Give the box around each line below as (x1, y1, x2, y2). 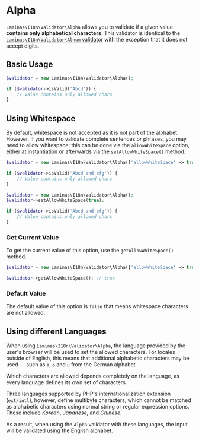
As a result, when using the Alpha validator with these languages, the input (6, 421, 188, 428)
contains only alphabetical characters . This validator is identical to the (6, 29, 181, 36)
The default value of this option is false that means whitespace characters (6, 303, 188, 310)
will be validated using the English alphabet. (6, 427, 114, 434)
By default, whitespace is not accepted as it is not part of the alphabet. (6, 129, 179, 137)
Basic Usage (6, 59, 53, 69)
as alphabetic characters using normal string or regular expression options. (6, 403, 190, 410)
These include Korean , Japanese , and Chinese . (6, 409, 123, 416)
